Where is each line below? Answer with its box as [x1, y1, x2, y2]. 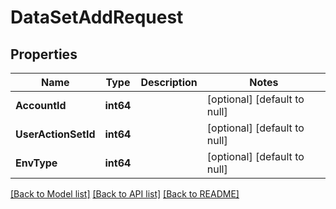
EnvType [15, 156, 58, 170]
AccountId [15, 99, 67, 112]
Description [140, 76, 198, 89]
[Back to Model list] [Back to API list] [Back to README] [10, 188, 240, 200]
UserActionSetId [15, 127, 96, 141]
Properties [10, 46, 78, 63]
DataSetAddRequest [10, 6, 184, 29]
